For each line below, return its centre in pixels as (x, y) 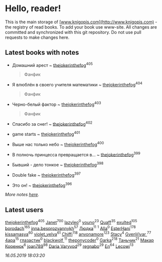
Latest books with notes (42, 53)
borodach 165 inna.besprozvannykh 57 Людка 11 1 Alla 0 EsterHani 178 (71, 228)
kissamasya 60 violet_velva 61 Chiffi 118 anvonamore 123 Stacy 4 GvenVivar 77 (78, 234)
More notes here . (22, 195)
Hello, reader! (33, 8)
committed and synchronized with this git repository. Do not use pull (73, 32)
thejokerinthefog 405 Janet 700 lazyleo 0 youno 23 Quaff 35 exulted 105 (71, 222)
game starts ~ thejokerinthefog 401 (46, 134)
